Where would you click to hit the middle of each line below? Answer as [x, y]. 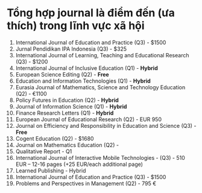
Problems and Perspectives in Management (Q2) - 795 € [86, 183]
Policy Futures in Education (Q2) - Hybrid [67, 100]
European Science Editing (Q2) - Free [62, 74]
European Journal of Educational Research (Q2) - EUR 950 [89, 119]
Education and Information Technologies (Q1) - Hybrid [83, 81]
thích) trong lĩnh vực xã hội [76, 26]
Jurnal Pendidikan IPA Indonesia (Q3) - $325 [71, 49]
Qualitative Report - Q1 [44, 151]
